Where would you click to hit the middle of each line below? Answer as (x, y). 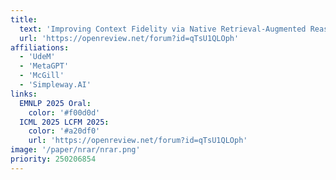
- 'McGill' (42, 76)
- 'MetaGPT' (44, 66)
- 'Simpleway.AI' (55, 85)
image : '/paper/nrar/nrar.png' (75, 150)
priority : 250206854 (53, 159)
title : (24, 19)
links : (24, 94)
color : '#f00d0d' (64, 112)
